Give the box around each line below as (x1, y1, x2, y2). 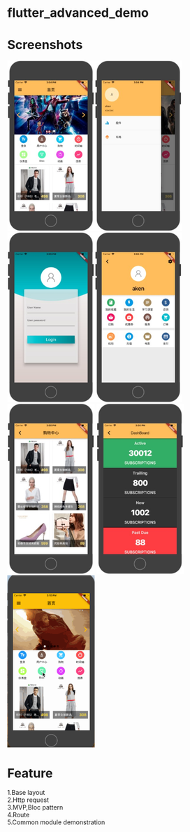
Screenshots (7, 37, 83, 53)
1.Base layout (7, 789, 45, 797)
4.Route (7, 811, 30, 819)
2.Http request (7, 796, 50, 804)
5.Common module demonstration (7, 818, 105, 826)
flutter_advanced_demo (7, 5, 149, 21)
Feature (7, 765, 53, 781)
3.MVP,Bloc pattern (7, 803, 64, 812)
